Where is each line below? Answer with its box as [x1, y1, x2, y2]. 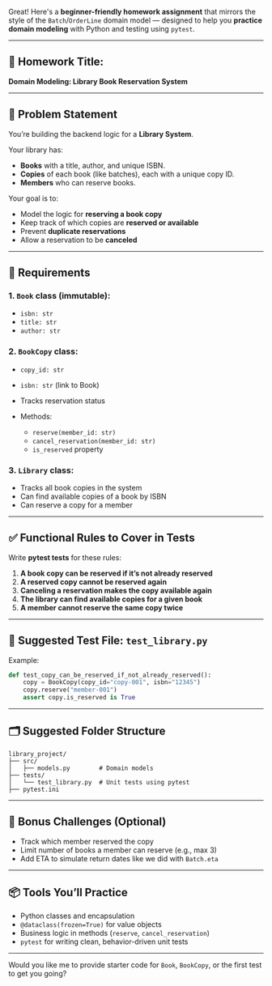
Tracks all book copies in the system [19, 482, 142, 492]
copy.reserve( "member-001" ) [23, 686, 117, 695]
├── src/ [8, 757, 38, 765]
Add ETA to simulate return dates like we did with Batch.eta [19, 853, 219, 863]
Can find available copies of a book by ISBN [19, 491, 168, 501]
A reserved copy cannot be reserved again [19, 576, 168, 586]
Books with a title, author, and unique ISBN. [19, 160, 166, 170]
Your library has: [8, 145, 63, 155]
